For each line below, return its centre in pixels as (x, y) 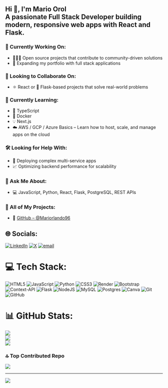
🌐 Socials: (21, 234)
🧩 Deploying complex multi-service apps (54, 160)
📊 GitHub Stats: (39, 316)
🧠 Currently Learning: (32, 99)
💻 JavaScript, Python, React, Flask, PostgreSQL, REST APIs (74, 192)
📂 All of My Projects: (30, 207)
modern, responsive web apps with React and (78, 25)
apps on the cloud (31, 134)
